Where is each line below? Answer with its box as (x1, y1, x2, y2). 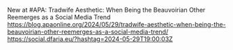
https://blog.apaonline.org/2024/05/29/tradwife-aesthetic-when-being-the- (7, 21, 226, 28)
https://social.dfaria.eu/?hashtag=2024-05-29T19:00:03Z (7, 35, 173, 43)
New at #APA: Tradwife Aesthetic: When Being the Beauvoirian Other (7, 6, 206, 14)
